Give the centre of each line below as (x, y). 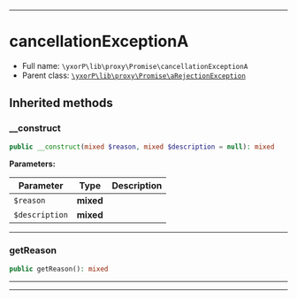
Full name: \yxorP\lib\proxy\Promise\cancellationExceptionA (135, 65)
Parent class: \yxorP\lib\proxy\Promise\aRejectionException (133, 75)
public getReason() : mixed (59, 269)
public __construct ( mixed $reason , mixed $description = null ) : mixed (142, 147)
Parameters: (32, 164)
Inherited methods (61, 103)
